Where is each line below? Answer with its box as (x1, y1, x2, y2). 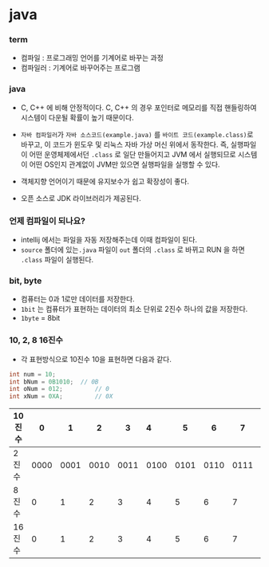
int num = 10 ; (9, 370, 57, 378)
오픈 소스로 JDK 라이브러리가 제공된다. (20, 193, 142, 203)
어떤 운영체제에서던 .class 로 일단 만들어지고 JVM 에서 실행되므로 (29, 149, 236, 159)
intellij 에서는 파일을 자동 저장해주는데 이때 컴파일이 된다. (20, 235, 198, 245)
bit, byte (9, 275, 42, 286)
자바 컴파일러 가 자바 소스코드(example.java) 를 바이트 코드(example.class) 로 (20, 129, 254, 139)
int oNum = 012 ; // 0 (9, 385, 110, 393)
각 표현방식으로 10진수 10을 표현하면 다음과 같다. (20, 354, 172, 364)
